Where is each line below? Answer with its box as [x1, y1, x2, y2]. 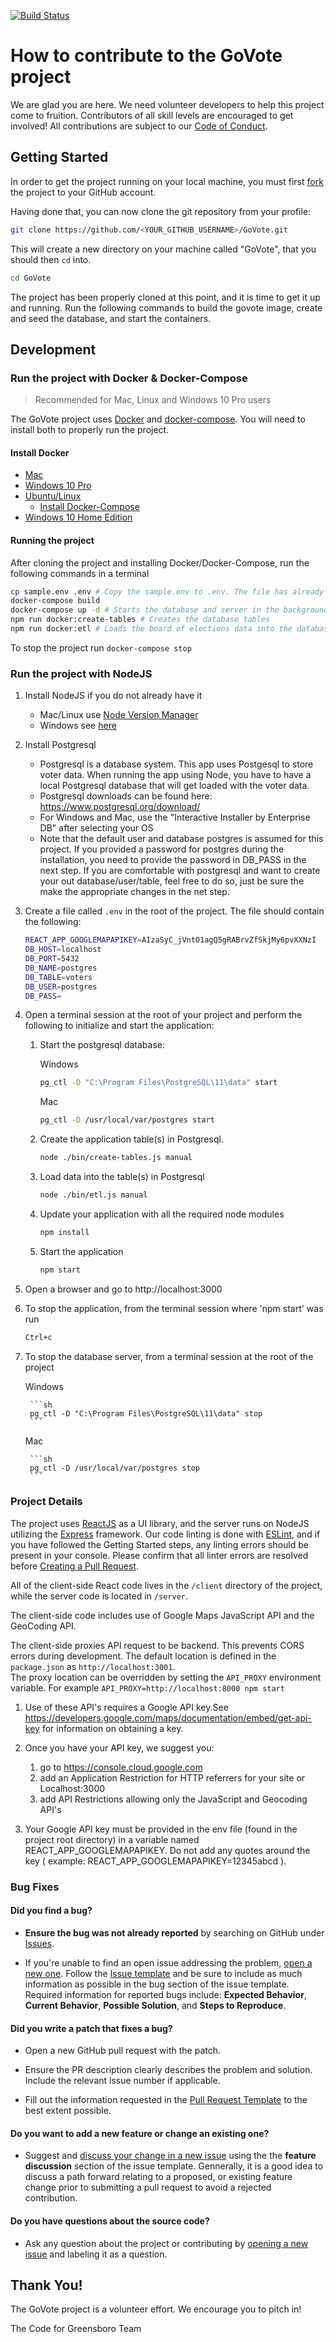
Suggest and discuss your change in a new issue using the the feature [24, 2150, 317, 2162]
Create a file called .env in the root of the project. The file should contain [24, 905, 325, 917]
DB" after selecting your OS [39, 822, 154, 834]
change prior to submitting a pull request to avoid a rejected [24, 2181, 272, 2194]
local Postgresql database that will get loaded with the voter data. [39, 780, 310, 792]
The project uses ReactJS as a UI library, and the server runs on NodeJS [10, 1517, 310, 1529]
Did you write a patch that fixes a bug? [10, 2022, 173, 2034]
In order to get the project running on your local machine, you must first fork [10, 175, 324, 187]
